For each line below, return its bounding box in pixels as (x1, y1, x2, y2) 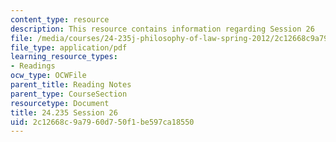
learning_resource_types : (10, 52, 118, 62)
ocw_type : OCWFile (10, 71, 87, 81)
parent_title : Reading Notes (10, 80, 132, 90)
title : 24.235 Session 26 (10, 107, 118, 118)
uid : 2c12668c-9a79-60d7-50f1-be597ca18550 (10, 117, 195, 127)
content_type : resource (10, 14, 110, 25)
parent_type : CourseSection (10, 89, 128, 99)
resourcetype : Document (10, 98, 110, 108)
